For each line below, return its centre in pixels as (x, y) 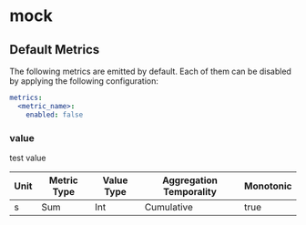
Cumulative (169, 207)
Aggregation (190, 180)
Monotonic (268, 186)
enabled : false (55, 115)
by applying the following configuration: (84, 81)
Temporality (190, 191)
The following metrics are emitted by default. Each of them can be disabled (150, 71)
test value (28, 158)
